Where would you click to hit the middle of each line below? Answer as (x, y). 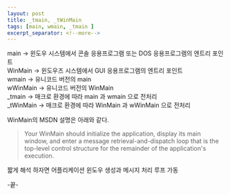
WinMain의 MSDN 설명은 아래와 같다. (58, 120)
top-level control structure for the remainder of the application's (115, 149)
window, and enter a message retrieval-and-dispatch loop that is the (121, 141)
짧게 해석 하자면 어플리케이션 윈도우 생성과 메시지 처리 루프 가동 (93, 170)
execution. (39, 156)
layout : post (26, 13)
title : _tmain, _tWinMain (44, 20)
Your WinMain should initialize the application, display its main (113, 134)
